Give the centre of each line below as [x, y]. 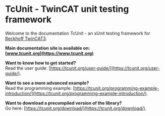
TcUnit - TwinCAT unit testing [67, 9]
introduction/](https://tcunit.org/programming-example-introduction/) [76, 93]
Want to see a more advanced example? [47, 83]
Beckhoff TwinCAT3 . [26, 39]
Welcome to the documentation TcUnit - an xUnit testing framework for [78, 33]
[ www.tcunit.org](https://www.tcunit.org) [50, 53]
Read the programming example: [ [40, 88]
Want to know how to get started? [41, 63]
